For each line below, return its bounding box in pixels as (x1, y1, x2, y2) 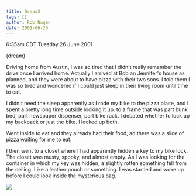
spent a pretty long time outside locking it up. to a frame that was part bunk (6, 106, 188, 113)
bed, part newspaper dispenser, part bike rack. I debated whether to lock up (6, 112, 190, 119)
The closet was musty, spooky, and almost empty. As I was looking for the (6, 153, 185, 161)
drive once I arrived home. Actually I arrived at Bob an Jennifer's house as (6, 70, 185, 77)
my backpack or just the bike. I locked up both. (6, 118, 119, 126)
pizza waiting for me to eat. (6, 136, 72, 143)
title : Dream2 (6, 8, 41, 15)
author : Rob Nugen (6, 19, 51, 25)
